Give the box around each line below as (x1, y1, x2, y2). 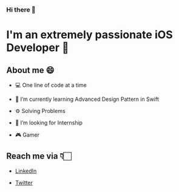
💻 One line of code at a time (15, 81, 87, 89)
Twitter (15, 179, 33, 186)
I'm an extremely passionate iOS (6, 28, 173, 42)
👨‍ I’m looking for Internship (15, 118, 83, 126)
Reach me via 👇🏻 (6, 151, 72, 162)
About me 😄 (6, 65, 55, 75)
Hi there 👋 (6, 5, 36, 14)
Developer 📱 (6, 41, 69, 55)
